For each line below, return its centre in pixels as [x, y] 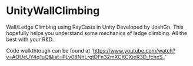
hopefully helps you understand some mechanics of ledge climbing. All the [96, 33]
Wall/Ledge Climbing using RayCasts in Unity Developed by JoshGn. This [95, 27]
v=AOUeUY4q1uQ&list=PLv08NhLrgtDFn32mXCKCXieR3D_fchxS [84, 57]
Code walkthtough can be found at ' [50, 50]
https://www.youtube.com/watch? [134, 50]
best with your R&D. [30, 39]
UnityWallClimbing [53, 11]
